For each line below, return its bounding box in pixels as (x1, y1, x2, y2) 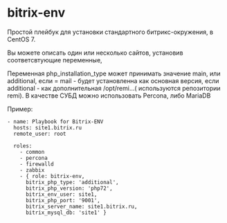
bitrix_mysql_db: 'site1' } (25, 209, 107, 216)
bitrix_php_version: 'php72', (25, 185, 113, 192)
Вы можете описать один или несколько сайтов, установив (7, 48, 183, 57)
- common (19, 148, 45, 155)
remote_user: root (13, 130, 67, 137)
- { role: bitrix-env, (19, 172, 85, 179)
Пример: (7, 105, 33, 113)
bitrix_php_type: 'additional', (25, 179, 119, 186)
